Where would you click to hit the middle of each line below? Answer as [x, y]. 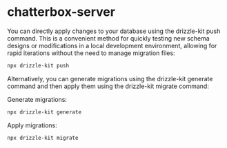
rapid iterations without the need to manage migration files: [91, 53]
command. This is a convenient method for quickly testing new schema [109, 38]
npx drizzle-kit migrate [43, 138]
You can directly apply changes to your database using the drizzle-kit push [114, 31]
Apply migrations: [32, 125]
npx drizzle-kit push [38, 65]
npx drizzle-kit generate [44, 112]
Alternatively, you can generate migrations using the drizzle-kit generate [110, 78]
